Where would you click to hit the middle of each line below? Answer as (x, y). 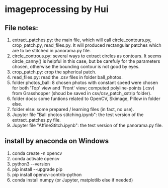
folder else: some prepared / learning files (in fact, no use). (73, 109)
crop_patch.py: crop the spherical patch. (54, 72)
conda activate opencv (36, 158)
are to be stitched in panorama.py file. (51, 51)
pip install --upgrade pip (37, 169)
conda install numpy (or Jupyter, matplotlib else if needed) (72, 180)
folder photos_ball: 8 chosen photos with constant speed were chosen (85, 82)
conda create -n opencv (37, 153)
